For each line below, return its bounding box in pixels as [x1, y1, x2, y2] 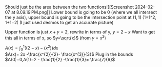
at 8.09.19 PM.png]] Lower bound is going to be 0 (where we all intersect [11, 9, 157, 15]
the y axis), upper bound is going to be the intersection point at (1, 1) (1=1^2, [5, 15, 157, 20]
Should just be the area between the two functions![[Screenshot [5, 4, 134, 10]
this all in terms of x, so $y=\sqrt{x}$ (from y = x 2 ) [5, 34, 106, 41]
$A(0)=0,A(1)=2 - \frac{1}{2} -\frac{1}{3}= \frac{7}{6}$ [5, 57, 115, 63]
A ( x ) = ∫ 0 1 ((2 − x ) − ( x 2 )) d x [5, 44, 59, 52]
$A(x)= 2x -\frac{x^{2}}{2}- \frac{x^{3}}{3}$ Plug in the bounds [5, 51, 133, 57]
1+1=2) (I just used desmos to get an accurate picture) [5, 19, 114, 25]
